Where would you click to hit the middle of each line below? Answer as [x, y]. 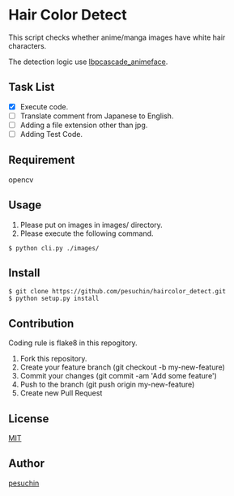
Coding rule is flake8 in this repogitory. [73, 343]
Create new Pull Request [61, 393]
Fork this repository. [53, 359]
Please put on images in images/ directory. [91, 224]
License [29, 419]
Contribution [41, 323]
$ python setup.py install [54, 299]
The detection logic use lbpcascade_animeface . [88, 62]
